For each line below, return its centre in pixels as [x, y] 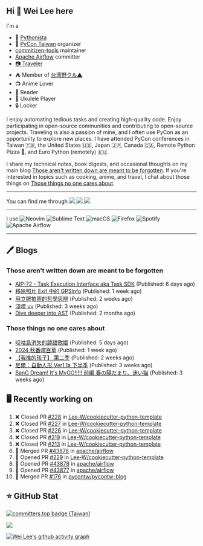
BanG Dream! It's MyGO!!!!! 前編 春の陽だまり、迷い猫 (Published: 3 [99, 373]
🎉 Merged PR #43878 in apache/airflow [64, 451]
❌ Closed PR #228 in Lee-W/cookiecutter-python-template [88, 417]
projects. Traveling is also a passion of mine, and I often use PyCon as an [97, 132]
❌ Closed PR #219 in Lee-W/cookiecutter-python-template [88, 437]
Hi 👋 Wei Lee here [40, 11]
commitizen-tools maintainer [50, 50]
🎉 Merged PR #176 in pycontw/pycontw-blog [71, 476]
